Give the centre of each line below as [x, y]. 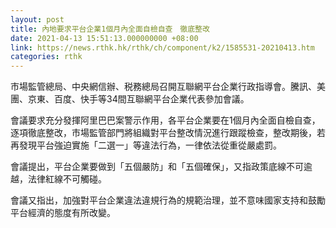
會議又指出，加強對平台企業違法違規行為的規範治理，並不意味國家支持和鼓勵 [168, 200]
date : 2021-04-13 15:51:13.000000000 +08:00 [104, 38]
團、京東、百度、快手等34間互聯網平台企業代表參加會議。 [130, 99]
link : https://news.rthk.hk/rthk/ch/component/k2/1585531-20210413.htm [162, 47]
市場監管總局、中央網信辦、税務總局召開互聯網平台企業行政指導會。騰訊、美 [168, 87]
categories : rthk [46, 57]
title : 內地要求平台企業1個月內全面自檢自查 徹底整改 [110, 29]
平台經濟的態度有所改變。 [63, 213]
